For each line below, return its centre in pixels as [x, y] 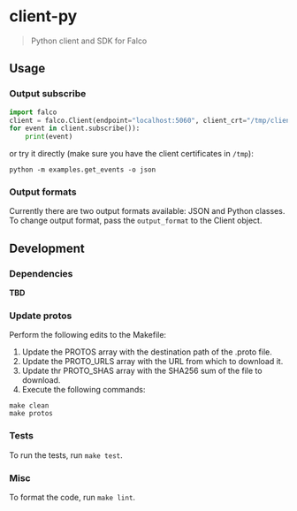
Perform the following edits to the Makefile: [88, 335]
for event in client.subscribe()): [75, 129]
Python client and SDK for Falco [89, 41]
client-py [43, 16]
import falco [33, 112]
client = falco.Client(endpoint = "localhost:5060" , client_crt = [128, 120]
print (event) [49, 137]
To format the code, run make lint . [72, 497]
